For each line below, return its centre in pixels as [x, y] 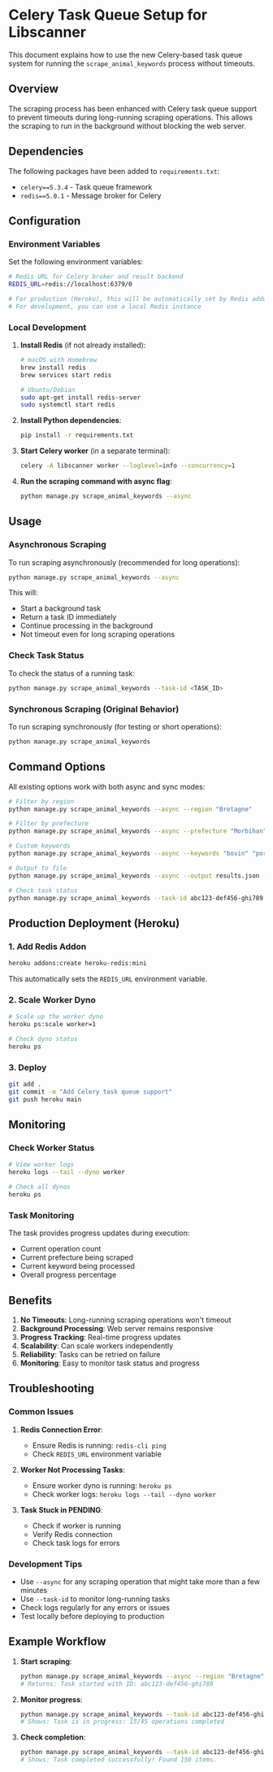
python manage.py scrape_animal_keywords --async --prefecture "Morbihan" [138, 831]
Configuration [45, 221]
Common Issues [41, 1412]
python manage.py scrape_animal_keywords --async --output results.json [134, 876]
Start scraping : [46, 1661]
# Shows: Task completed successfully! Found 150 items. [119, 1760]
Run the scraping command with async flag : [96, 481]
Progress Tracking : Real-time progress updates [100, 1337]
